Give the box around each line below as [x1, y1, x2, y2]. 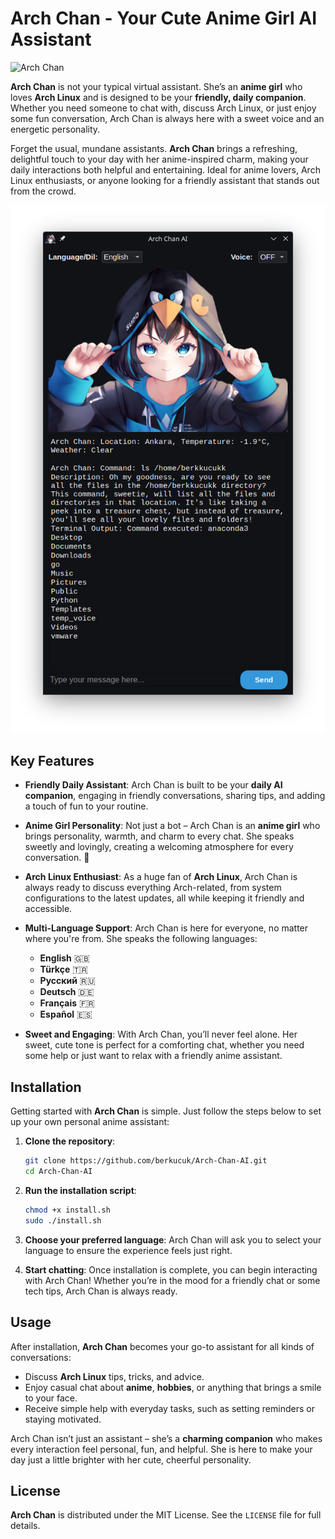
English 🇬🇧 [39, 952, 90, 964]
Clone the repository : [24, 1135, 116, 1147]
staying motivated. [24, 1413, 102, 1425]
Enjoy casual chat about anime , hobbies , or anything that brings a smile [24, 1381, 322, 1393]
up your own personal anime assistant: [10, 1116, 170, 1128]
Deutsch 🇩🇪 [39, 986, 95, 998]
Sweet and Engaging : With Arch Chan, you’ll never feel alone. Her [24, 1028, 298, 1041]
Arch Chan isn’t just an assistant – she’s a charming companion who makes [10, 1432, 323, 1444]
